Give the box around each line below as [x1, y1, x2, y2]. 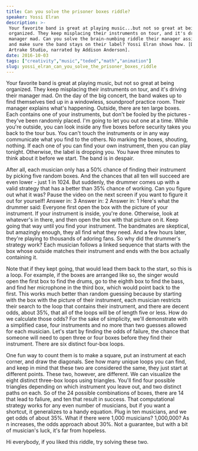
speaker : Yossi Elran [6, 14, 60, 20]
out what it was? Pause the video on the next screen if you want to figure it [6, 191, 188, 198]
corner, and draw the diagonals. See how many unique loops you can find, [6, 358, 187, 366]
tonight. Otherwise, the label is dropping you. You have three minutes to [6, 149, 180, 156]
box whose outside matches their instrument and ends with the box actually [6, 248, 190, 255]
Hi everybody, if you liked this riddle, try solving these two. [6, 439, 149, 446]
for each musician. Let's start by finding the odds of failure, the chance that [6, 328, 190, 335]
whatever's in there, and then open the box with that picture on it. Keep [6, 216, 179, 223]
